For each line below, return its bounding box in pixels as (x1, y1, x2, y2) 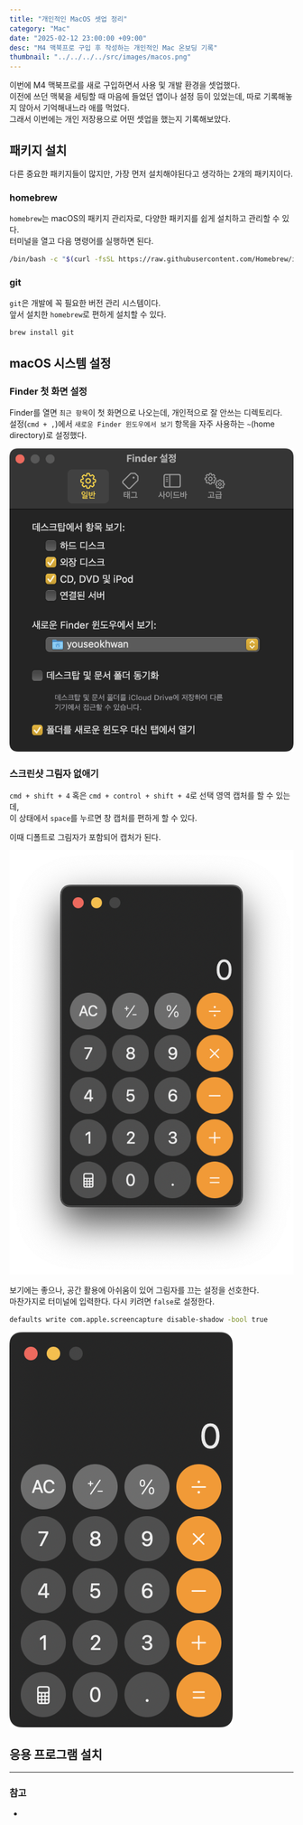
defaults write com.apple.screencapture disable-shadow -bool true (9, 1315, 269, 1324)
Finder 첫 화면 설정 (9, 385, 87, 398)
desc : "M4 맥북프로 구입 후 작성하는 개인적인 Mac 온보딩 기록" (9, 43, 218, 52)
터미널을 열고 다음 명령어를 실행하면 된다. (9, 236, 154, 247)
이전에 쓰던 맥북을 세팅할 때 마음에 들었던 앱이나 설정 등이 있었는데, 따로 (9, 91, 262, 102)
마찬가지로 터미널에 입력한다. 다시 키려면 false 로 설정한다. (9, 1296, 215, 1306)
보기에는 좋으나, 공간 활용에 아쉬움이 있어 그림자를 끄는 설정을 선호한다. (9, 1284, 260, 1296)
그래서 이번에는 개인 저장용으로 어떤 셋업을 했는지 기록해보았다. (9, 114, 232, 125)
